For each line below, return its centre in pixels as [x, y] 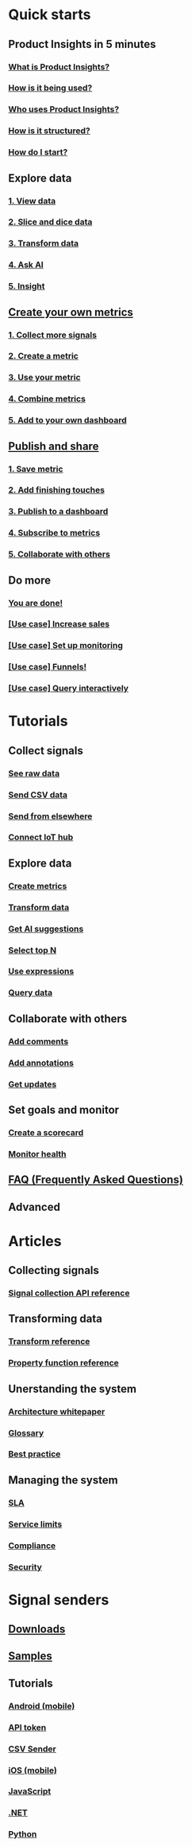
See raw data [34, 773]
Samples [31, 1656]
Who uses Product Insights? [64, 109]
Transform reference [49, 1342]
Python [23, 1834]
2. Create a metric [44, 356]
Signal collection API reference [69, 1293]
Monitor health [37, 1153]
